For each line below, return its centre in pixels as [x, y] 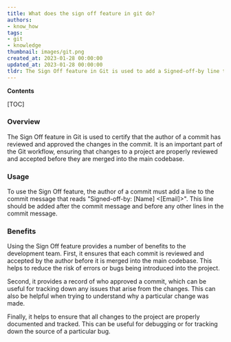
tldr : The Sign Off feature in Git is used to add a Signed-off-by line [113, 71]
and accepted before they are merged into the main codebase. [96, 158]
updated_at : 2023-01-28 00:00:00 [55, 65]
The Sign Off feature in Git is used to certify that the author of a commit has [114, 137]
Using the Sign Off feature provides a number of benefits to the [97, 246]
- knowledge [24, 45]
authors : [20, 20]
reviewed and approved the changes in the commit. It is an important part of [115, 144]
